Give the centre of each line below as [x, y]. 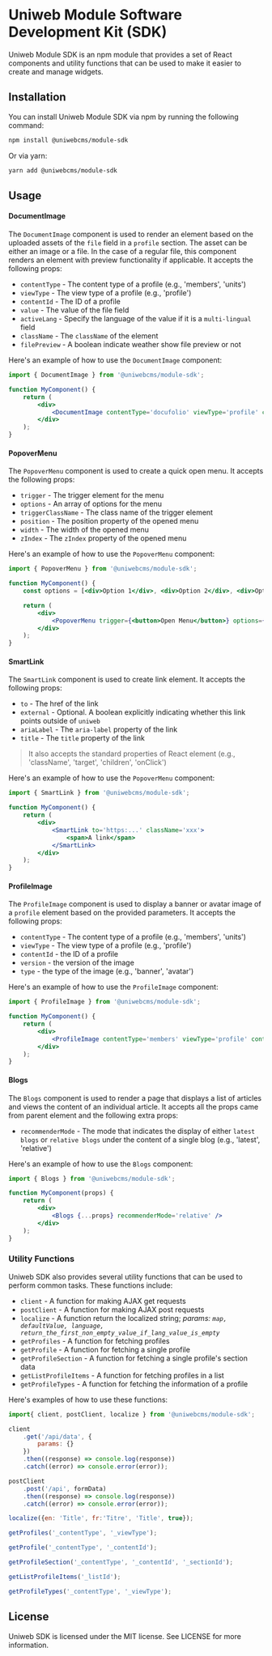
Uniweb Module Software [95, 15]
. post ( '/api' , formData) [65, 1488]
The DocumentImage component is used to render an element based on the [131, 234]
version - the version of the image [77, 963]
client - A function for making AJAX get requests [103, 1301]
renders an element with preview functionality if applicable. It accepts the [131, 260]
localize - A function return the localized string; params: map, [123, 1318]
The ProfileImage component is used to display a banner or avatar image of [135, 904]
